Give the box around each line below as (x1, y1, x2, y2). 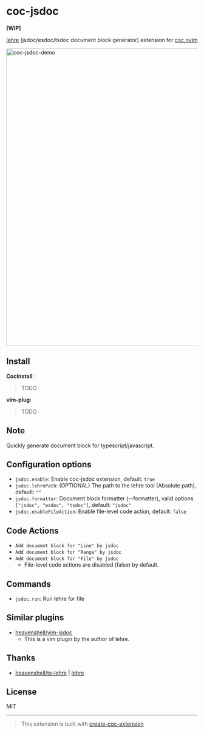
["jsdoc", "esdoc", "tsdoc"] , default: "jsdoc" (15, 501, 132, 509)
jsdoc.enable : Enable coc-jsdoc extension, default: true (15, 475, 155, 483)
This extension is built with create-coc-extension (21, 720, 144, 728)
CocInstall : (6, 372, 35, 380)
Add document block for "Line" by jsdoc (15, 543, 119, 549)
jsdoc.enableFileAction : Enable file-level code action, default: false (15, 508, 187, 515)
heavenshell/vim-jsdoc (15, 629, 73, 636)
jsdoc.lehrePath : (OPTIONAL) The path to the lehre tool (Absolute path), (15, 482, 197, 489)
